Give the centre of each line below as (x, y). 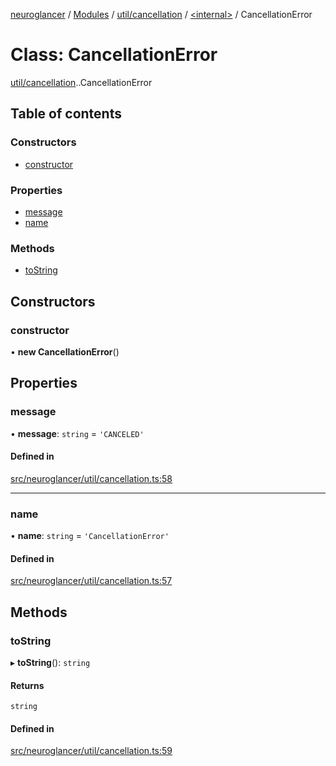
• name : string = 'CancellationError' (90, 536)
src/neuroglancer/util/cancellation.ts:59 (91, 751)
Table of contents (66, 114)
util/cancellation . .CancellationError (81, 82)
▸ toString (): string (50, 662)
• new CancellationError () (65, 351)
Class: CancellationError (114, 55)
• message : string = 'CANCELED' (77, 433)
